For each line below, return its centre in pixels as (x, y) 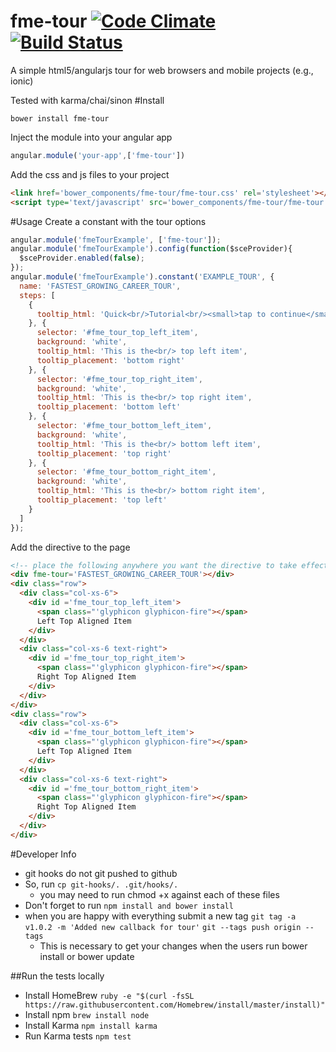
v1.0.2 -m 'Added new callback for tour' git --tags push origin (163, 927)
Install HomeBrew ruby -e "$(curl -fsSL (109, 995)
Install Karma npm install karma (91, 1025)
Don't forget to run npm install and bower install (129, 905)
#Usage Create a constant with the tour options (108, 221)
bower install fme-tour (60, 118)
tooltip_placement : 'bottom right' (111, 360)
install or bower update (87, 956)
